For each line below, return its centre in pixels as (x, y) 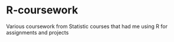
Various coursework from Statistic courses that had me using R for (87, 26)
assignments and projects (37, 32)
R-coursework (42, 10)
